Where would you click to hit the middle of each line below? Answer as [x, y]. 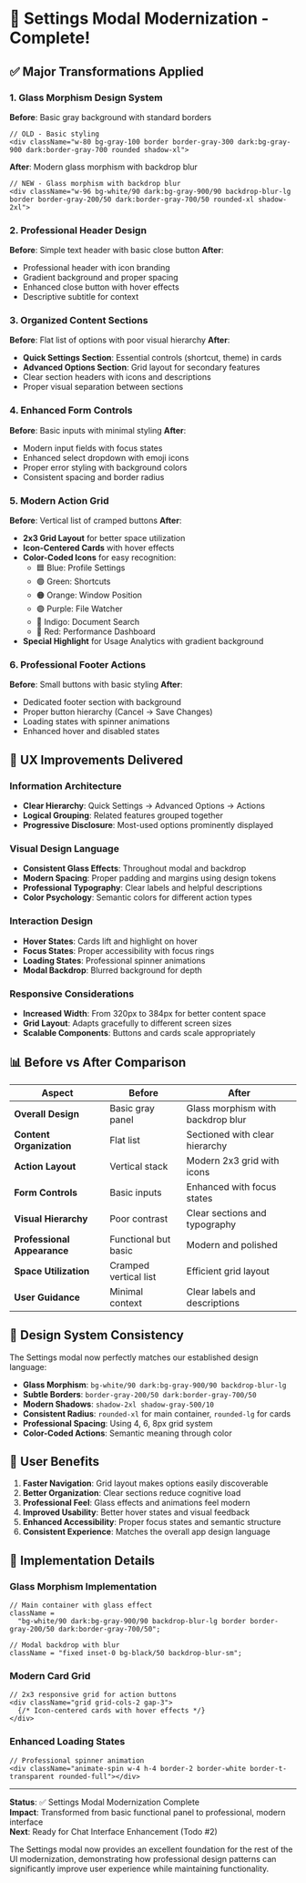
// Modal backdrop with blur [65, 1645]
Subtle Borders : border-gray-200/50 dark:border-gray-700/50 [139, 1394]
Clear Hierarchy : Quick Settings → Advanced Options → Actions [144, 806]
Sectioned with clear [230, 1134]
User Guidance [47, 1297]
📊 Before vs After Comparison [98, 1063]
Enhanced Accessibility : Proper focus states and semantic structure [152, 1522]
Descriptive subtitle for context [81, 297]
